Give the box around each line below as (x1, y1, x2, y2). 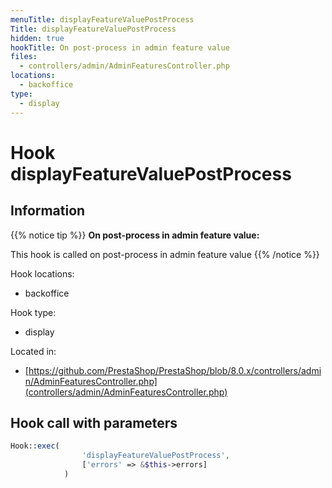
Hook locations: (10, 267, 75, 280)
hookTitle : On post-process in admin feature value (10, 42, 230, 53)
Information (10, 202, 86, 220)
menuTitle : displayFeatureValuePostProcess (10, 14, 195, 25)
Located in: (10, 345, 57, 357)
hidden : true (10, 33, 65, 43)
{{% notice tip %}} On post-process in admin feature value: (10, 229, 260, 241)
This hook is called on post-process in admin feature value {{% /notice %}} (10, 248, 320, 260)
